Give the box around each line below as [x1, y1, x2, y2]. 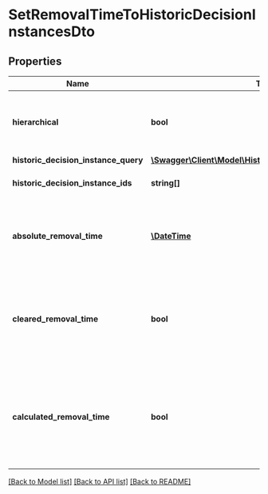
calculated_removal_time [12, 412, 110, 422]
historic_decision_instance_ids [12, 177, 132, 189]
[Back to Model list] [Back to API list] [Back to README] [8, 477, 191, 486]
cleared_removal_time [12, 313, 98, 325]
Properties [8, 54, 62, 68]
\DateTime [151, 230, 191, 241]
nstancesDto [8, 22, 96, 41]
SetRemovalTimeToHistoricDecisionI [8, 6, 257, 24]
